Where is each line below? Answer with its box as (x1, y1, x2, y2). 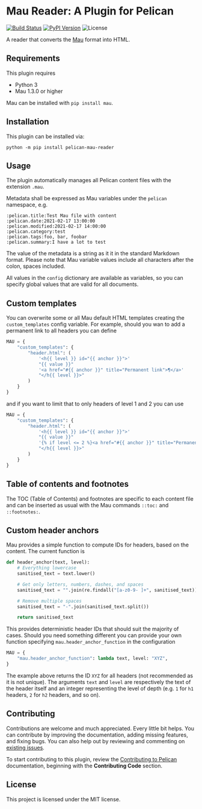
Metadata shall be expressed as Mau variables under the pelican (6, 195, 167, 202)
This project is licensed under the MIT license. (6, 795, 121, 803)
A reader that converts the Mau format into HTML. (6, 36, 130, 43)
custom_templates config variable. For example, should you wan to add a (6, 321, 185, 328)
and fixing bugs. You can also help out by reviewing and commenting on (6, 737, 185, 744)
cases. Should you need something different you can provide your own (6, 632, 182, 639)
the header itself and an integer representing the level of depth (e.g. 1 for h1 (6, 685, 194, 692)
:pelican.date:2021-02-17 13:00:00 (6, 218, 96, 224)
